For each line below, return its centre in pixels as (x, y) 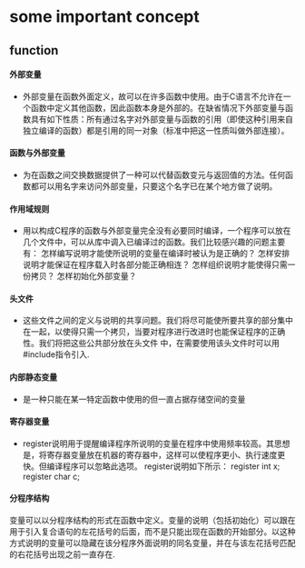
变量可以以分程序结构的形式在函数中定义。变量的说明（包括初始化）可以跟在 (152, 520)
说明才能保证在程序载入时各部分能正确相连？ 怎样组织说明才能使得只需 (155, 264)
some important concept (104, 17)
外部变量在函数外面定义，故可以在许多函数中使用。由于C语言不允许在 (153, 96)
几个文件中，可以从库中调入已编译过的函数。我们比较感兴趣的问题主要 (154, 242)
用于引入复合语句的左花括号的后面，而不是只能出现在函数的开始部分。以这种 (152, 532)
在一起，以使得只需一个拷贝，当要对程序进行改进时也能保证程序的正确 (154, 332)
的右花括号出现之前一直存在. (63, 554)
